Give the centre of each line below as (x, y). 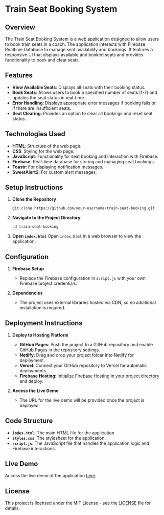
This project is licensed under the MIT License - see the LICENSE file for (78, 503)
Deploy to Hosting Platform (40, 335)
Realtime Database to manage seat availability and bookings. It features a (79, 49)
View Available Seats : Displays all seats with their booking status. (79, 87)
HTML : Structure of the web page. (47, 146)
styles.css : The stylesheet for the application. (59, 438)
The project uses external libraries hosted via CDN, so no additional (88, 303)
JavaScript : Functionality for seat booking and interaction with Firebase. (85, 156)
